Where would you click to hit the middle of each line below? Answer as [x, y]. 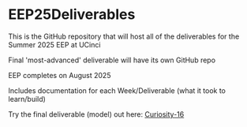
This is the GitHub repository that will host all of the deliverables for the [124, 36]
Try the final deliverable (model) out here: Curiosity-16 [96, 114]
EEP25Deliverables [72, 15]
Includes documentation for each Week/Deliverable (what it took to [117, 90]
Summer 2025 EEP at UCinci [54, 44]
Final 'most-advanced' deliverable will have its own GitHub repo [112, 60]
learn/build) [27, 99]
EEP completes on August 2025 [60, 75]
